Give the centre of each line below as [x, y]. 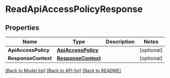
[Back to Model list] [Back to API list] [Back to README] [63, 70]
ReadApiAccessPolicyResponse [74, 9]
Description [120, 42]
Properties [22, 28]
